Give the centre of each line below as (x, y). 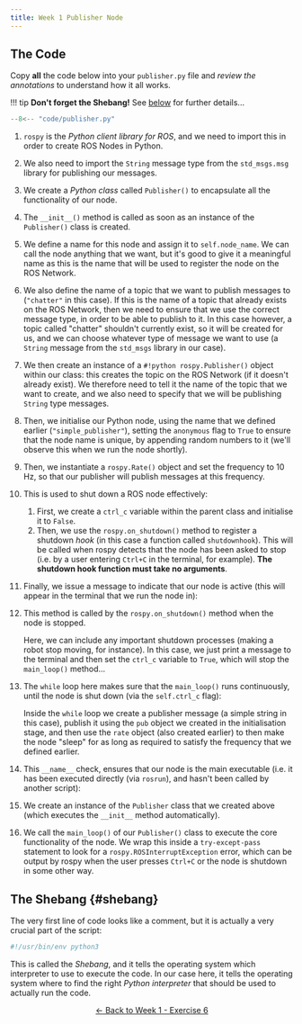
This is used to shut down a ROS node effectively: (115, 494)
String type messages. (66, 404)
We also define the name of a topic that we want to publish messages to (157, 291)
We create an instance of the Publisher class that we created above (149, 805)
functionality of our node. (70, 200)
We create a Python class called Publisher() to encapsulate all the (147, 191)
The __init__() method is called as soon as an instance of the (139, 218)
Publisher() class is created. (77, 227)
